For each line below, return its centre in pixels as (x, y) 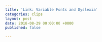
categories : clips (24, 14)
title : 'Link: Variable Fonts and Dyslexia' (51, 10)
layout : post (18, 19)
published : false (23, 28)
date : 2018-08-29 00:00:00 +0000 (39, 23)
